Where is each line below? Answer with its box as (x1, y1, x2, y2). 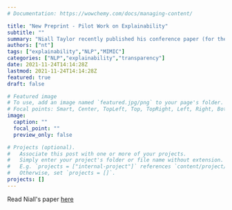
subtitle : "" (7, 29, 45, 36)
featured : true (7, 74, 51, 81)
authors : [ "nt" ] (7, 42, 54, 49)
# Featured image (7, 93, 57, 100)
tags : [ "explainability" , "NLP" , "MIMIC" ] (7, 48, 126, 55)
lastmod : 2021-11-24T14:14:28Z (7, 67, 97, 75)
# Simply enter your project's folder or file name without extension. (7, 157, 224, 164)
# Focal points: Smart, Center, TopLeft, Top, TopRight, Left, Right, (7, 106, 215, 113)
